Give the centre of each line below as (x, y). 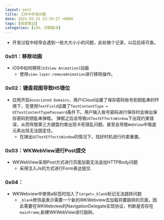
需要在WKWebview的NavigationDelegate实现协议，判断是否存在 (89, 206)
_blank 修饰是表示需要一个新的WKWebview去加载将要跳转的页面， (86, 200)
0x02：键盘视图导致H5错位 (37, 88)
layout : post (18, 10)
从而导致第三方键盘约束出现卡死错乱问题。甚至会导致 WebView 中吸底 (89, 124)
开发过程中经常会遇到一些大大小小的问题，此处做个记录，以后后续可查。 (85, 43)
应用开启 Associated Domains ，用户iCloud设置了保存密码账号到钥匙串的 (83, 100)
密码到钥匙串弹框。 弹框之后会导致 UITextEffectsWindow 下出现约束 (83, 118)
